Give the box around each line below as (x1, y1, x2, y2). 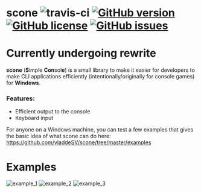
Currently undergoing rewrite (6, 46, 156, 60)
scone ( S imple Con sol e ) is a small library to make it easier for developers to (6, 66, 195, 74)
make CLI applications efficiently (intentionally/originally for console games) (6, 73, 195, 80)
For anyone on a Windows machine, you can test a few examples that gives (6, 126, 194, 133)
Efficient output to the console (14, 108, 91, 115)
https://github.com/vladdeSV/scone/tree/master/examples (6, 139, 152, 146)
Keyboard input (14, 115, 54, 122)
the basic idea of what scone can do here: (6, 133, 111, 140)
